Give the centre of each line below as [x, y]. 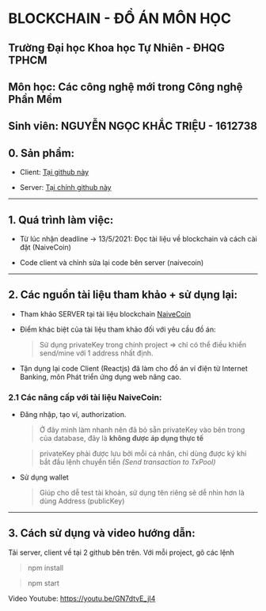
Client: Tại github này [54, 173]
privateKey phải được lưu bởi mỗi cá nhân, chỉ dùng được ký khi [143, 454]
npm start [43, 583]
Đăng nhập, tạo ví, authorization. [73, 415]
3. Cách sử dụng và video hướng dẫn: [102, 533]
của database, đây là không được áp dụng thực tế [122, 438]
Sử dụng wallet [44, 477]
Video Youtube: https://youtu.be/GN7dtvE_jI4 [82, 598]
